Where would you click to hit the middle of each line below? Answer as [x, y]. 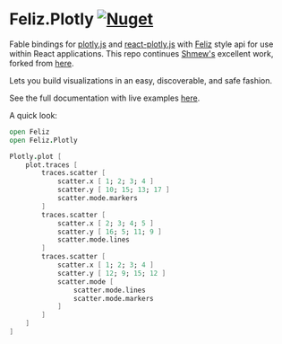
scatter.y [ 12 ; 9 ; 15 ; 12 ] [111, 273]
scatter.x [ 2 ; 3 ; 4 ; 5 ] [105, 223]
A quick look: [34, 115]
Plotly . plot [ [36, 156]
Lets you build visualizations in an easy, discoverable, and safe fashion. [141, 80]
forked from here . [42, 63]
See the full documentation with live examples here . [105, 98]
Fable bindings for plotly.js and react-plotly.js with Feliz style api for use [141, 44]
